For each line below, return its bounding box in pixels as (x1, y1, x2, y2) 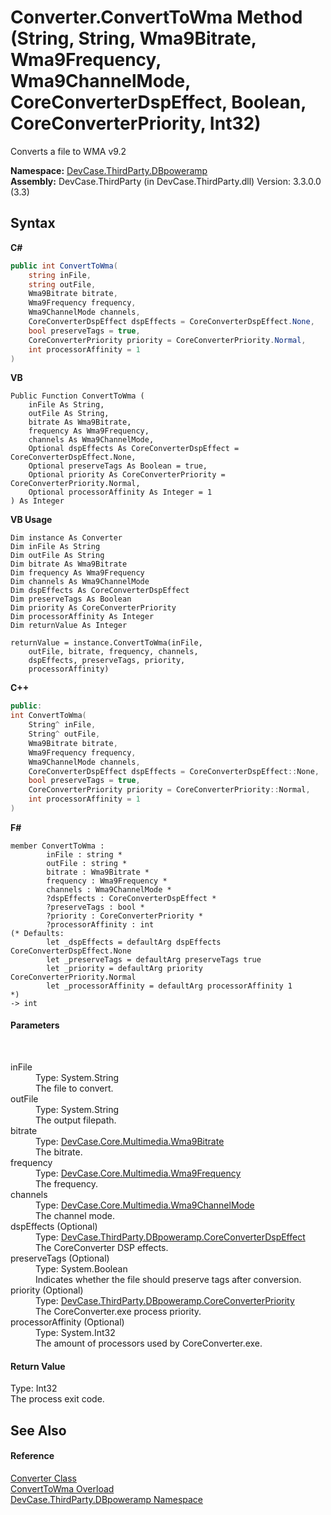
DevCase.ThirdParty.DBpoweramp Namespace (10, 1493, 204, 1505)
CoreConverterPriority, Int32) (10, 112, 262, 135)
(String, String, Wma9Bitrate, (10, 27, 257, 50)
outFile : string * (46, 858, 128, 868)
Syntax (10, 215, 56, 232)
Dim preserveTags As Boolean (10, 594, 132, 605)
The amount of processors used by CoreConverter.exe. (35, 1337, 263, 1350)
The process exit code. (10, 1393, 105, 1405)
